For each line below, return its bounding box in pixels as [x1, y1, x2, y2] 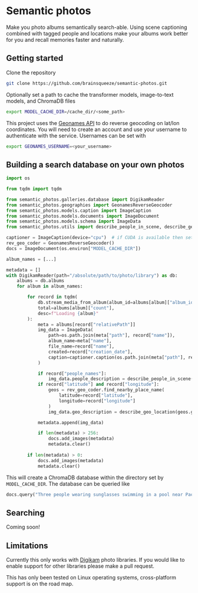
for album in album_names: [16, 283, 83, 290]
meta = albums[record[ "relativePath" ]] [37, 322, 136, 327]
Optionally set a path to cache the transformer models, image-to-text [6, 91, 174, 98]
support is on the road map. [6, 580, 74, 588]
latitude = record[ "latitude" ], [58, 392, 133, 399]
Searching [6, 507, 45, 517]
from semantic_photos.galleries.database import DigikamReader [6, 196, 165, 202]
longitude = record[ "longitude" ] [58, 398, 136, 404]
